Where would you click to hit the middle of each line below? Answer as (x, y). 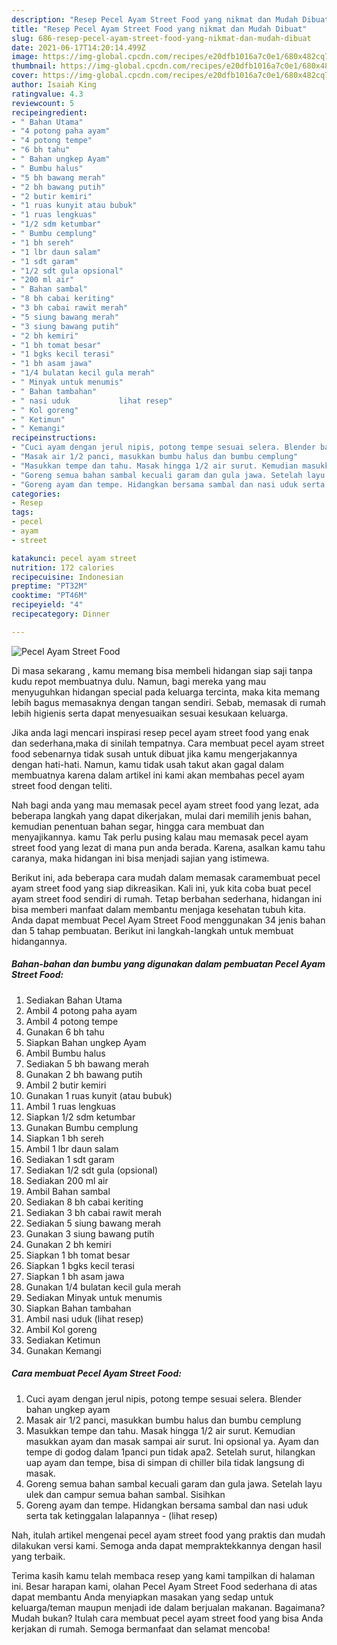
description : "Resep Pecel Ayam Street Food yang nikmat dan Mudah (155, 19)
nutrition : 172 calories (63, 567)
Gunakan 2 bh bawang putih (84, 1074)
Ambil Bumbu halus (65, 1053)
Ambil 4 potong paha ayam (81, 1010)
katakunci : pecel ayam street (74, 558)
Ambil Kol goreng (61, 1329)
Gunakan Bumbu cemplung (82, 1127)
